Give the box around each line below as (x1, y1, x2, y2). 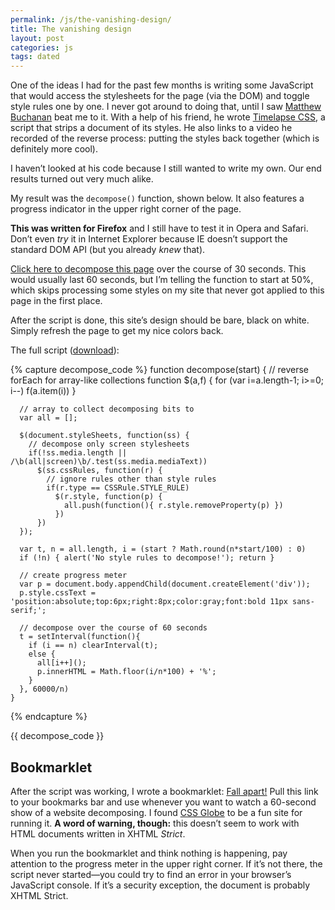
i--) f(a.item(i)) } (10, 385, 77, 397)
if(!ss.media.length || (28, 448, 128, 458)
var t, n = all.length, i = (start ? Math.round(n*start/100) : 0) (19, 544, 307, 555)
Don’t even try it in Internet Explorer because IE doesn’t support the (10, 233, 288, 245)
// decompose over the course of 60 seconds (19, 623, 208, 633)
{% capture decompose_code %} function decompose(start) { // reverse (10, 364, 309, 376)
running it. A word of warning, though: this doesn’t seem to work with (10, 817, 300, 829)
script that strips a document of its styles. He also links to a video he (10, 122, 293, 134)
